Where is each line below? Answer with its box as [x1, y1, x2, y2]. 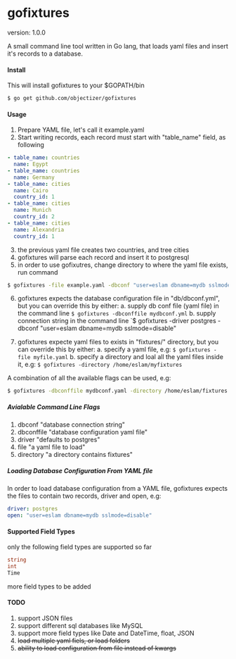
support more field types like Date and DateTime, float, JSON [17, 629, 195, 638]
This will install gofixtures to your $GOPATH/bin [7, 81, 145, 89]
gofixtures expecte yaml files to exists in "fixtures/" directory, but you [17, 338, 219, 346]
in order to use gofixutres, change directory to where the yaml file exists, [17, 261, 228, 269]
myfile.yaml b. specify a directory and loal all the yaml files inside [33, 353, 223, 361]
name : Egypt [13, 161, 49, 168]
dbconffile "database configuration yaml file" [17, 428, 148, 437]
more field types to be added [7, 582, 91, 591]
